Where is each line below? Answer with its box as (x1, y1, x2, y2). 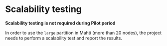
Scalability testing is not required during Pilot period (5, 20, 116, 26)
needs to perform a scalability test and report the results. (5, 35, 122, 41)
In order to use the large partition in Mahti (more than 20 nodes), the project (5, 29, 162, 35)
